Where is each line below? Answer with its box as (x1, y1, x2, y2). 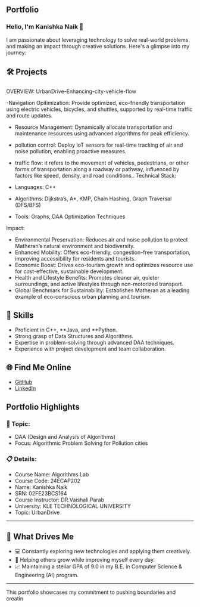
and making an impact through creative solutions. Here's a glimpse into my (6, 42, 190, 49)
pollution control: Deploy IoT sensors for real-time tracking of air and (14, 141, 183, 148)
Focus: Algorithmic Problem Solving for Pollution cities (14, 439, 148, 447)
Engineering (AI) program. (14, 572, 79, 579)
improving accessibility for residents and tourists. (14, 255, 136, 262)
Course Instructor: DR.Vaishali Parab (14, 496, 105, 503)
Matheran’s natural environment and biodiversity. (14, 243, 135, 249)
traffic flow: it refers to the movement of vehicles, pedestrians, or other (14, 159, 189, 166)
